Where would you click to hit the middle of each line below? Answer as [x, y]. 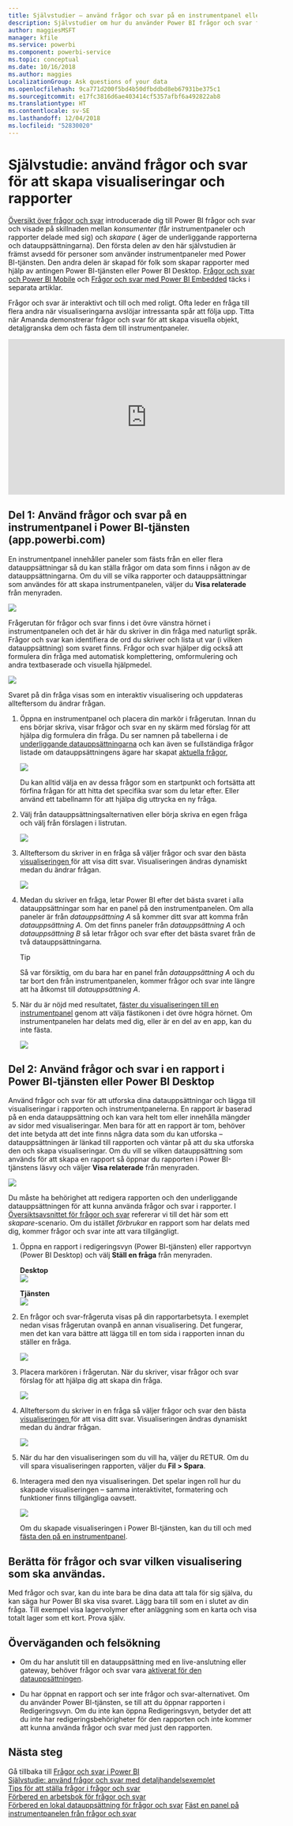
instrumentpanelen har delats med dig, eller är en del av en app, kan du [135, 1021]
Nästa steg [36, 1752]
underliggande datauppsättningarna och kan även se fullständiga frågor [137, 744]
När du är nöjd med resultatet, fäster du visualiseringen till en [119, 1004]
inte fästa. [36, 1030]
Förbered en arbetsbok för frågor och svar [77, 1796]
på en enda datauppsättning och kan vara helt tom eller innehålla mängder [129, 1117]
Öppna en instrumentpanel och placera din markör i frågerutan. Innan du [138, 718]
